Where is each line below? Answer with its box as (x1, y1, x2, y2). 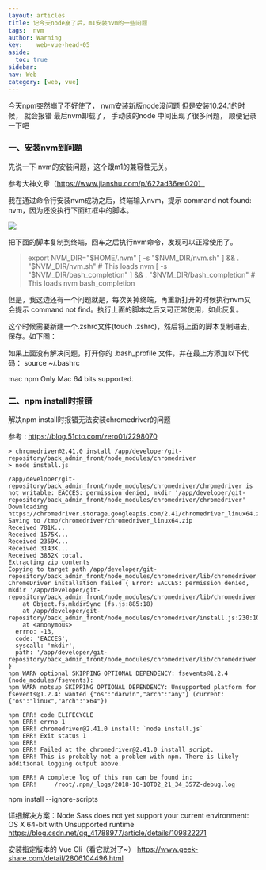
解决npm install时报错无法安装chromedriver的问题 (8, 415, 171, 424)
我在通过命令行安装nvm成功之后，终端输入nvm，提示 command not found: (8, 195, 252, 205)
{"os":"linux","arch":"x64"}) (8, 697, 108, 706)
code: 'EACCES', (15, 635, 69, 643)
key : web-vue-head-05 (8, 41, 90, 49)
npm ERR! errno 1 (8, 719, 66, 726)
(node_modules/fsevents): (8, 676, 93, 684)
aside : (8, 48, 30, 56)
